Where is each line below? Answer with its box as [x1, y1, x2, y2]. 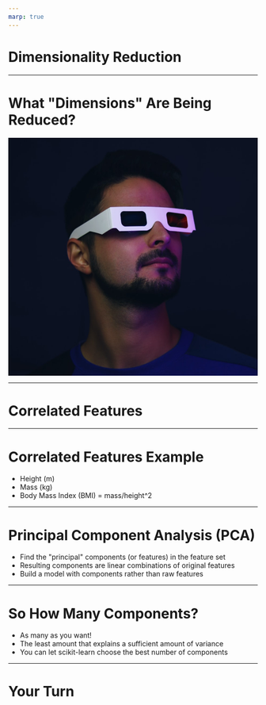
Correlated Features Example [8, 448, 204, 466]
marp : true [8, 13, 44, 21]
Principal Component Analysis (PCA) [8, 526, 256, 544]
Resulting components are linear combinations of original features [19, 561, 235, 570]
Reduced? [8, 111, 77, 128]
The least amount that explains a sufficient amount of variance [19, 639, 224, 649]
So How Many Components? [8, 604, 199, 623]
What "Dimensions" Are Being [8, 94, 212, 112]
